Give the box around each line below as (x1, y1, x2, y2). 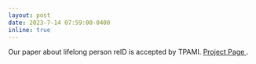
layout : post (8, 11, 51, 20)
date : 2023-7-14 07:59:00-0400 (8, 19, 111, 27)
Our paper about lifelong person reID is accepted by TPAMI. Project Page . (8, 48, 249, 57)
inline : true (8, 26, 51, 34)
